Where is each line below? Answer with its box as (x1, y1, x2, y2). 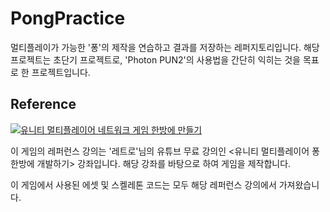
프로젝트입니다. (31, 66, 91, 78)
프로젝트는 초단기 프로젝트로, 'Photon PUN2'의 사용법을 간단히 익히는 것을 (10, 53, 301, 66)
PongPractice (10, 7, 126, 30)
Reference (10, 96, 77, 113)
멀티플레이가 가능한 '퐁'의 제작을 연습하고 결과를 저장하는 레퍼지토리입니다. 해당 (10, 41, 320, 53)
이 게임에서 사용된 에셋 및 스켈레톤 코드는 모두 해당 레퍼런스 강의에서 (10, 178, 277, 191)
